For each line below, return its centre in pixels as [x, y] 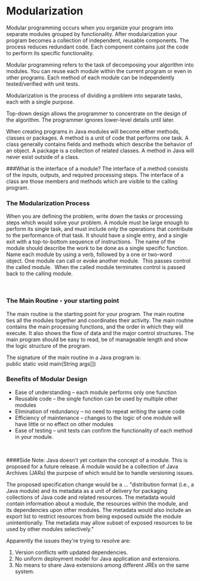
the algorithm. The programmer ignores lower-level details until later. [90, 120]
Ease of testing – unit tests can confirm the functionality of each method [104, 431]
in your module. [34, 436]
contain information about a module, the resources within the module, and [97, 503]
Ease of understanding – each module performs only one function [96, 392]
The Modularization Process [48, 203]
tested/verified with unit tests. [43, 84]
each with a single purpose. [40, 102]
